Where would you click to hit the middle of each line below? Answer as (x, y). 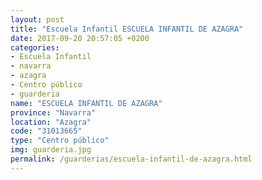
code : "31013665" (46, 131)
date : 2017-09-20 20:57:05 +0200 (80, 38)
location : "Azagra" (51, 122)
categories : (35, 47)
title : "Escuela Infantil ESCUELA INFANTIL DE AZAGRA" (127, 29)
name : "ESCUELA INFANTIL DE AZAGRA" (86, 103)
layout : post (37, 19)
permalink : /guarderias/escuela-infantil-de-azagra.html (131, 159)
